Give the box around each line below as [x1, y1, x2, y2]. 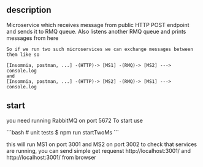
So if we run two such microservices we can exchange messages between [6, 46, 193, 52]
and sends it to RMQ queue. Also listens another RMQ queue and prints [6, 28, 186, 35]
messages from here [6, 34, 59, 42]
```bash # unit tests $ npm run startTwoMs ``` [6, 128, 120, 136]
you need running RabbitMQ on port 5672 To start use [6, 117, 143, 124]
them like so [6, 52, 40, 58]
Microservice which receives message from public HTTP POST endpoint [6, 21, 190, 28]
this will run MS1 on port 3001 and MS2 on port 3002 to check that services [6, 141, 197, 148]
